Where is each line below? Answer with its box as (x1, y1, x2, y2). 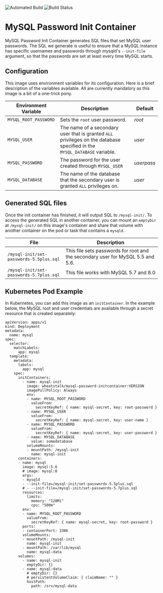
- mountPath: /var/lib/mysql (22, 545, 81, 550)
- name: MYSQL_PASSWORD (26, 422, 75, 427)
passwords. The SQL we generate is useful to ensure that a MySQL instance (5, 43, 158, 49)
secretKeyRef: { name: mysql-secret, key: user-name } (35, 418, 149, 423)
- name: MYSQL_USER (26, 409, 66, 414)
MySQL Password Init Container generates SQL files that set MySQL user (5, 37, 151, 43)
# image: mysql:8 (22, 469, 57, 474)
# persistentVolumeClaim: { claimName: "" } (26, 575, 118, 580)
